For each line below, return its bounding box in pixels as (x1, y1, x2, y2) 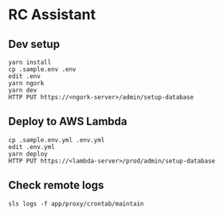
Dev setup (8, 37, 61, 51)
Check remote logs (8, 179, 104, 192)
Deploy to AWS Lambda (8, 115, 127, 128)
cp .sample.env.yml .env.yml (8, 135, 105, 144)
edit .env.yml (8, 143, 56, 151)
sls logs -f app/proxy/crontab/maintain (8, 199, 145, 208)
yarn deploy (8, 150, 48, 158)
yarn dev (8, 86, 37, 94)
